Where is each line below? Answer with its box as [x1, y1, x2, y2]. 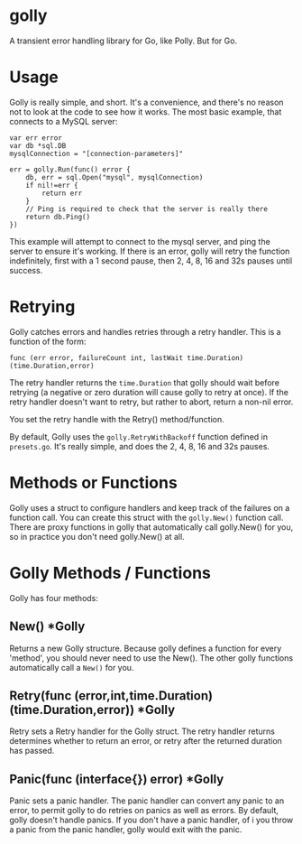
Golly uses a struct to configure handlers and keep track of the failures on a [9, 502, 290, 513]
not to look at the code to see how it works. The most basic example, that [9, 106, 282, 117]
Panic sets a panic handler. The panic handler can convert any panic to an [9, 795, 285, 806]
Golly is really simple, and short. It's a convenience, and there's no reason [9, 97, 284, 107]
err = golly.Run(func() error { [9, 164, 131, 174]
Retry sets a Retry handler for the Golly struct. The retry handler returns [9, 726, 275, 737]
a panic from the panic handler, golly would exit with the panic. [9, 824, 243, 835]
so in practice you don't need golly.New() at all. [9, 531, 185, 542]
